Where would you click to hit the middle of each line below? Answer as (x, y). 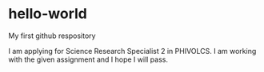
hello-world (48, 14)
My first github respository (52, 36)
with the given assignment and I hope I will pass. (88, 59)
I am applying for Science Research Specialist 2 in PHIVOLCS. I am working (132, 51)
